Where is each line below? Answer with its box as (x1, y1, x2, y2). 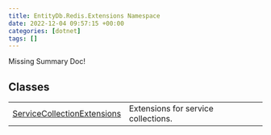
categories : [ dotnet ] (8, 27, 81, 35)
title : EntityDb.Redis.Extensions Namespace (8, 11, 161, 20)
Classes (8, 80, 50, 94)
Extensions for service (128, 103, 214, 114)
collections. (128, 113, 173, 124)
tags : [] (8, 34, 38, 43)
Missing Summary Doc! (8, 57, 86, 66)
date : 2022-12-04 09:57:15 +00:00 (8, 19, 125, 27)
